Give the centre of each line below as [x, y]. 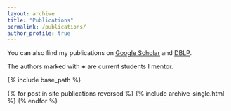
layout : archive [31, 14]
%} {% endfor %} [33, 101]
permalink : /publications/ [47, 27]
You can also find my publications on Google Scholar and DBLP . [99, 53]
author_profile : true [39, 33]
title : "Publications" [40, 20]
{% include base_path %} [44, 80]
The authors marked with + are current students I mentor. [90, 66]
